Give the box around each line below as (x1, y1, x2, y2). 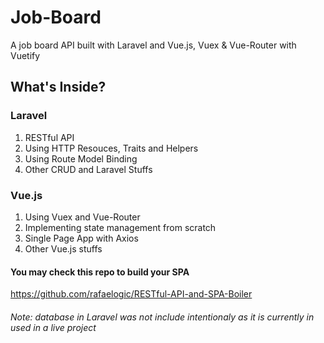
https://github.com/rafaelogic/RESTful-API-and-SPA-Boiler (10, 288, 253, 300)
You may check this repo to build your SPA (10, 266, 190, 278)
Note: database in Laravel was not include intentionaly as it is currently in (10, 311, 315, 323)
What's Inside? (10, 79, 107, 96)
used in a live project (10, 321, 97, 333)
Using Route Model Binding (24, 152, 138, 165)
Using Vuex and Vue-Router (24, 211, 141, 223)
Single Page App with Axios (24, 232, 139, 244)
